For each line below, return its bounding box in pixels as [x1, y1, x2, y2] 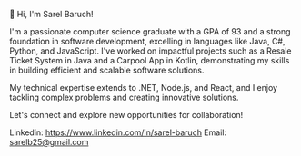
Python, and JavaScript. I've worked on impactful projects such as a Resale [9, 45, 292, 56]
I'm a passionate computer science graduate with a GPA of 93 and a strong [9, 26, 291, 36]
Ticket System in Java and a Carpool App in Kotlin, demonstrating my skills [9, 55, 290, 65]
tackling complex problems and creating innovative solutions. [9, 92, 239, 102]
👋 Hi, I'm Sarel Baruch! [9, 9, 94, 19]
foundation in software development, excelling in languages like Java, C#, [9, 36, 286, 46]
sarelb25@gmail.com [9, 137, 89, 147]
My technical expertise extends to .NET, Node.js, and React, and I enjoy [9, 83, 278, 93]
